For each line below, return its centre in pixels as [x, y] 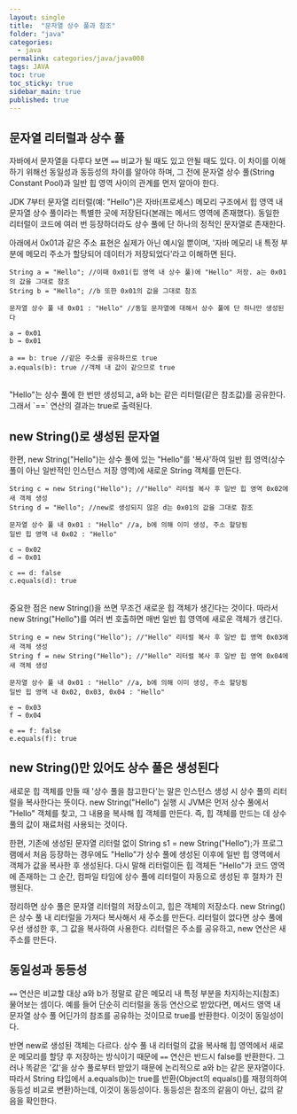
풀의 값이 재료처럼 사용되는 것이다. [68, 824]
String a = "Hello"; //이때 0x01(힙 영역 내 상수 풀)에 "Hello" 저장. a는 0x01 [148, 273]
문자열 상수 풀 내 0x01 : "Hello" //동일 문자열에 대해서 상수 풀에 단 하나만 [136, 308]
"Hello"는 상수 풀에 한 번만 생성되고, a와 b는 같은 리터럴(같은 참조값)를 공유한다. [148, 394]
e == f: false [35, 731]
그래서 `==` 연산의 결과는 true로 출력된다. [81, 406]
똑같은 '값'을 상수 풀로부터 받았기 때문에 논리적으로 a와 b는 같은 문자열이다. [155, 1067]
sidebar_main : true [45, 91]
